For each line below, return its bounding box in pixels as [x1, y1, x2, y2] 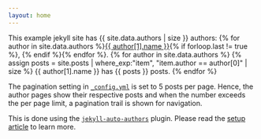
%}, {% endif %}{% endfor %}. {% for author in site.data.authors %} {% [8, 49, 242, 59]
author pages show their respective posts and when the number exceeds [8, 90, 246, 99]
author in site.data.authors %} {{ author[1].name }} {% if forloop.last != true [8, 41, 248, 51]
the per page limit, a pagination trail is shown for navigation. [8, 98, 203, 108]
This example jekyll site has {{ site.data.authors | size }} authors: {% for [8, 33, 240, 42]
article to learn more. [8, 122, 76, 131]
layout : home [8, 11, 51, 20]
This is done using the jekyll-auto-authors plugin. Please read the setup [8, 113, 246, 123]
